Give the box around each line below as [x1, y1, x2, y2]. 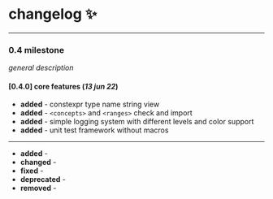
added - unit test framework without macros [19, 125, 169, 135]
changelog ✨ [8, 5, 97, 24]
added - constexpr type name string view [19, 99, 160, 110]
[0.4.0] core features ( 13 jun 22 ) [8, 81, 119, 91]
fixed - [19, 166, 44, 175]
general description [8, 63, 75, 73]
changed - [19, 158, 57, 167]
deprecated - [19, 175, 67, 184]
